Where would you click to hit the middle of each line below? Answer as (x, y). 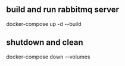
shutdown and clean (45, 43)
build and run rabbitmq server (63, 10)
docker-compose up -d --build (44, 24)
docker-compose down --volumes (48, 57)
